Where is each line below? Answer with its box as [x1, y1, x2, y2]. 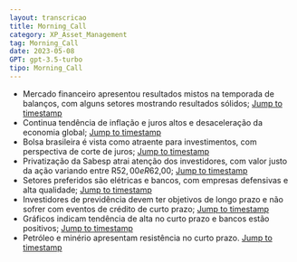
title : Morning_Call [9, 22, 88, 31]
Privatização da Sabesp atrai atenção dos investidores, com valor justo [22, 155, 288, 166]
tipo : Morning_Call [9, 64, 83, 73]
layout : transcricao [9, 13, 88, 23]
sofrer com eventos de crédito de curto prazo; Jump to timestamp [22, 203, 270, 214]
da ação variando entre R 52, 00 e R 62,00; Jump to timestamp [22, 164, 248, 176]
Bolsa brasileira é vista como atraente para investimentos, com [22, 136, 257, 147]
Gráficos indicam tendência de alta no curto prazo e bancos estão [22, 213, 270, 224]
